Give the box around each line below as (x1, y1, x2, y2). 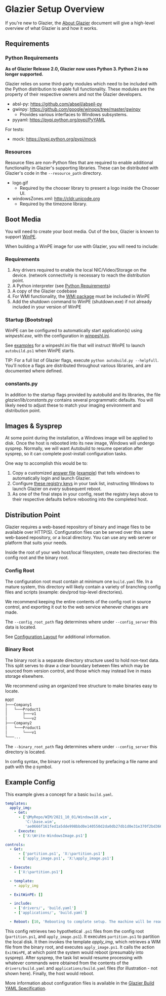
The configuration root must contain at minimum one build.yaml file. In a (5, 578, 153, 584)
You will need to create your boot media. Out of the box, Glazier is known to (5, 228, 159, 234)
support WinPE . (5, 233, 37, 239)
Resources (5, 148, 32, 155)
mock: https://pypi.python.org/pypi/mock (12, 136, 96, 142)
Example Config (5, 778, 55, 786)
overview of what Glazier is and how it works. (5, 25, 98, 31)
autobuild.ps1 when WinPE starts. (5, 348, 75, 354)
